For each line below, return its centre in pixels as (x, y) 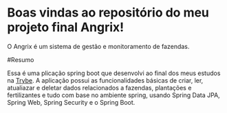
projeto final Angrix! (66, 27)
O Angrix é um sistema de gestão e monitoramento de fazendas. (98, 46)
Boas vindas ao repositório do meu (108, 13)
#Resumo (21, 59)
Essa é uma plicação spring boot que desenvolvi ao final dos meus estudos (114, 73)
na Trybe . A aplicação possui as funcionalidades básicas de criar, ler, (105, 80)
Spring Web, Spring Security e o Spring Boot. (71, 102)
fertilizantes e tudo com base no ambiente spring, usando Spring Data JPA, (113, 95)
